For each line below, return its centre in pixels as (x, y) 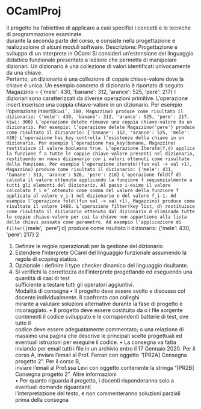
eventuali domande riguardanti (53, 387)
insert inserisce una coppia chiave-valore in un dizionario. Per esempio (94, 104)
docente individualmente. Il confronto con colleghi (77, 297)
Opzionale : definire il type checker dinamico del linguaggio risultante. (101, 265)
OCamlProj (34, 11)
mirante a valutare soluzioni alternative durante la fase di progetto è (99, 304)
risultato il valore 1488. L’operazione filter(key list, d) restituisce (101, 206)
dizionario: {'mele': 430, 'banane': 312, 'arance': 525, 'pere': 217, (98, 117)
